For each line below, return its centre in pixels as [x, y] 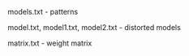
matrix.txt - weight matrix [50, 43]
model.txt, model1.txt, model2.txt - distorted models [94, 27]
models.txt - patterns [43, 12]
